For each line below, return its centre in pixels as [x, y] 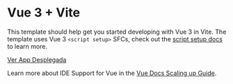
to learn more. [27, 46]
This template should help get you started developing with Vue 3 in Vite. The [117, 32]
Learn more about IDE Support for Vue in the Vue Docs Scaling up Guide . [112, 73]
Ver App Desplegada [37, 59]
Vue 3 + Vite [44, 13]
